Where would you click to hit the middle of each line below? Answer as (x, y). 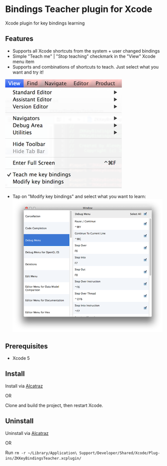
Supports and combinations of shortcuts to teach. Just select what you (85, 67)
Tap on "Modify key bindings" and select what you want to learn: (79, 196)
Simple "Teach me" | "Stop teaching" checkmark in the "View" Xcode (84, 56)
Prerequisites (26, 346)
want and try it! (28, 72)
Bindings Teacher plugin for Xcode (79, 9)
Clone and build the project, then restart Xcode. (54, 405)
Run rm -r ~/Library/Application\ (41, 452)
